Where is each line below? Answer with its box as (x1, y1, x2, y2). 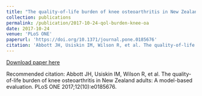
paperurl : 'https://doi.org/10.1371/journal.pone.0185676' (6, 37, 158, 43)
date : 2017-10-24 (6, 25, 50, 32)
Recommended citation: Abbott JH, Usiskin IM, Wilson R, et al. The (6, 70, 171, 77)
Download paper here (6, 58, 60, 66)
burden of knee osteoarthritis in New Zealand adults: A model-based (22, 76, 193, 84)
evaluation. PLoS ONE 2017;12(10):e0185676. (6, 83, 117, 90)
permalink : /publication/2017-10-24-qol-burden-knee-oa (6, 20, 149, 26)
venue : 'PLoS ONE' (6, 31, 52, 37)
